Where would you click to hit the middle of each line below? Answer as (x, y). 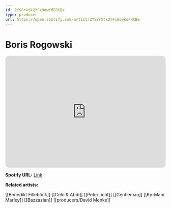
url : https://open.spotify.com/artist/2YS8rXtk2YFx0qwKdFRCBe (73, 19)
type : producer (21, 15)
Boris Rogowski (39, 44)
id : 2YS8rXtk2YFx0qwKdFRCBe (35, 10)
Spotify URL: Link (24, 175)
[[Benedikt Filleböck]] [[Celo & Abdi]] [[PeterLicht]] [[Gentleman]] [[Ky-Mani (85, 195)
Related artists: (22, 185)
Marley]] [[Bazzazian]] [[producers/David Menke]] (58, 200)
